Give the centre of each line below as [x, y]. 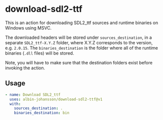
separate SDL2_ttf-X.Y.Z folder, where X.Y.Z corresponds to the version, [79, 42]
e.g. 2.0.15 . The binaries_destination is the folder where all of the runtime [81, 48]
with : [15, 104]
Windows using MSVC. [28, 28]
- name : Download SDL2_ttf [33, 94]
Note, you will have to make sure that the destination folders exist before [79, 62]
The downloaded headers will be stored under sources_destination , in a [79, 37]
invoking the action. [25, 68]
